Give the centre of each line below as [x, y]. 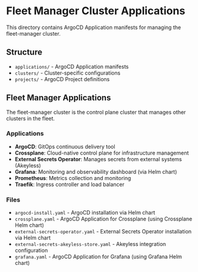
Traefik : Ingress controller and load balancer [70, 184]
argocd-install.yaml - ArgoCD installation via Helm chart [85, 213]
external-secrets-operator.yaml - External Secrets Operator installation [103, 232]
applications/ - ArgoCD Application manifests [72, 66]
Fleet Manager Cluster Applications [96, 11]
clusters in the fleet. [31, 118]
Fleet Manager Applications [59, 98]
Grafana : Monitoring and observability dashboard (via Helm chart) [96, 172]
